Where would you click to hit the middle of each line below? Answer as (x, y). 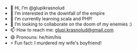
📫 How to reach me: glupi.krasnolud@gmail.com (62, 30)
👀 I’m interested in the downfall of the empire (57, 13)
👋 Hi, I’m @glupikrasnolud (37, 8)
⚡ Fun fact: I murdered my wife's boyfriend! (56, 43)
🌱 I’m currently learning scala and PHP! (51, 19)
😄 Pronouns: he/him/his (36, 37)
